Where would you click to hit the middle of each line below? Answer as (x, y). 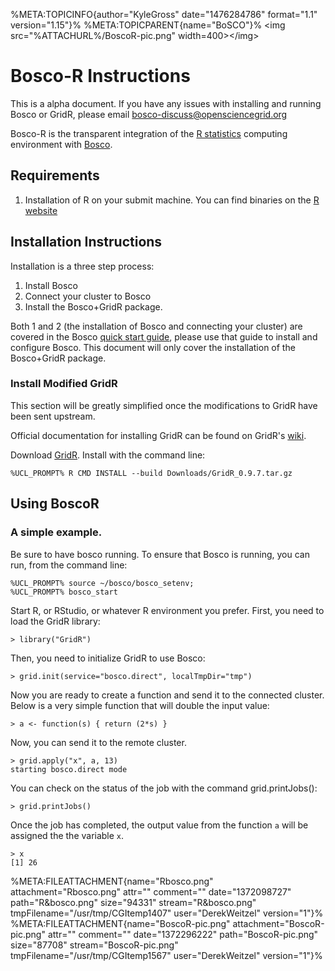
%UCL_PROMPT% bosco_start (64, 592)
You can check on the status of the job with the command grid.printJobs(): (164, 788)
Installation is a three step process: (82, 266)
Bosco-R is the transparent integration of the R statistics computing (149, 133)
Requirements (55, 175)
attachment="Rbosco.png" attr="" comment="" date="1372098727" (151, 891)
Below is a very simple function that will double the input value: (140, 705)
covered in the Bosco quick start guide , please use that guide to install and (164, 336)
